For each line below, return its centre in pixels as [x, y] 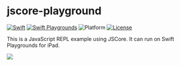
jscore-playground [54, 11]
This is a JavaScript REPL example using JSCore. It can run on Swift [91, 39]
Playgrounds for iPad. [33, 45]
